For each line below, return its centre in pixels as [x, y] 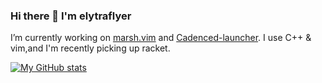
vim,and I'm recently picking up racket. [90, 48]
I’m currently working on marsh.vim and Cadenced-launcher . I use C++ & [161, 38]
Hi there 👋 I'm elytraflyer [71, 16]
